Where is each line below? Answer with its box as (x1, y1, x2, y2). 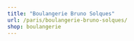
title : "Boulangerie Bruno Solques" (7, 10, 115, 17)
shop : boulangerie (7, 23, 61, 30)
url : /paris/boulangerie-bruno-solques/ (7, 17, 128, 24)
